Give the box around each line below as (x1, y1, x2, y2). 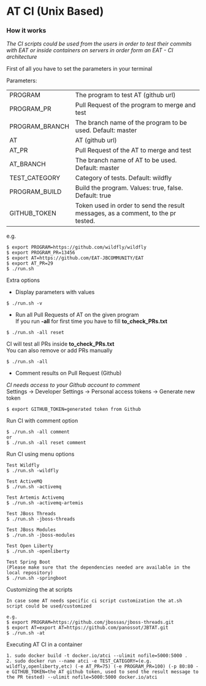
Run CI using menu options (6, 450, 75, 458)
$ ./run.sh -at (6, 630, 45, 636)
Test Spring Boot (6, 559, 51, 566)
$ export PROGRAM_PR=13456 (6, 250, 75, 256)
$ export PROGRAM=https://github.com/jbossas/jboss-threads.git (6, 619, 174, 626)
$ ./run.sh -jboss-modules (6, 532, 75, 539)
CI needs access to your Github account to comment (6, 381, 140, 389)
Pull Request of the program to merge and (75, 101, 196, 109)
